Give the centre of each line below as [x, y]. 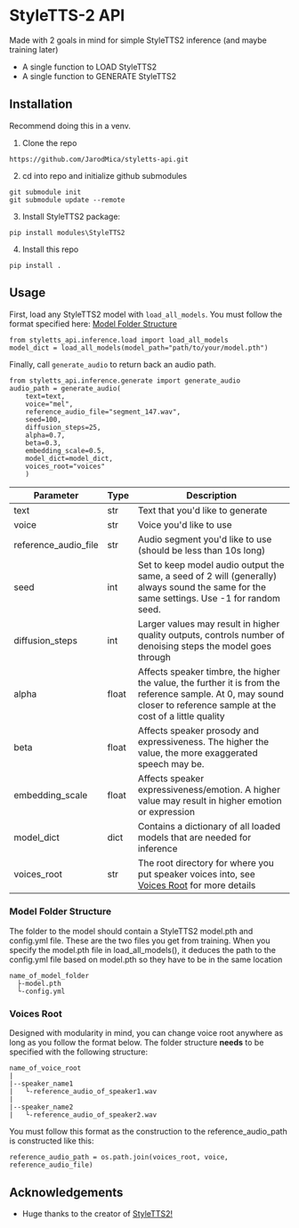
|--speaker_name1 [41, 1084]
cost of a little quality [181, 715]
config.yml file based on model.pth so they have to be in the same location [146, 959]
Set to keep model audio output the [211, 564]
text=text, [45, 396]
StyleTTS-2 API [67, 16]
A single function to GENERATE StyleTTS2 [99, 76]
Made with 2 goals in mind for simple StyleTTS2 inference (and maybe [138, 40]
